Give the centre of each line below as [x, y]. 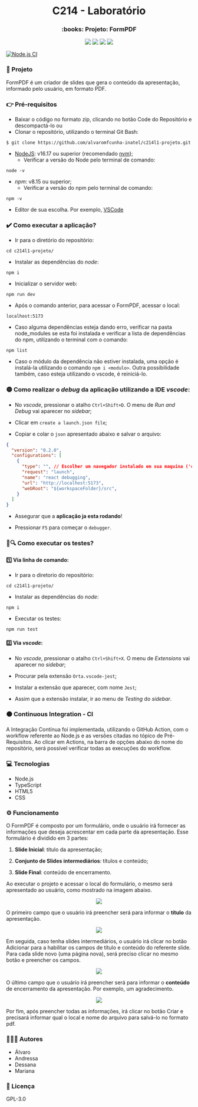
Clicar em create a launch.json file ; [61, 422]
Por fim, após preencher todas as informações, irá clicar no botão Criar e [95, 1012]
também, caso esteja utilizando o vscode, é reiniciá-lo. [81, 374]
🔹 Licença [21, 1086]
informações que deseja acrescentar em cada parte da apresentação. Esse [97, 832]
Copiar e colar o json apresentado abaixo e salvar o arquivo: [88, 434]
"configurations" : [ [37, 456]
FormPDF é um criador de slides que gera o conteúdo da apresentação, [93, 82]
